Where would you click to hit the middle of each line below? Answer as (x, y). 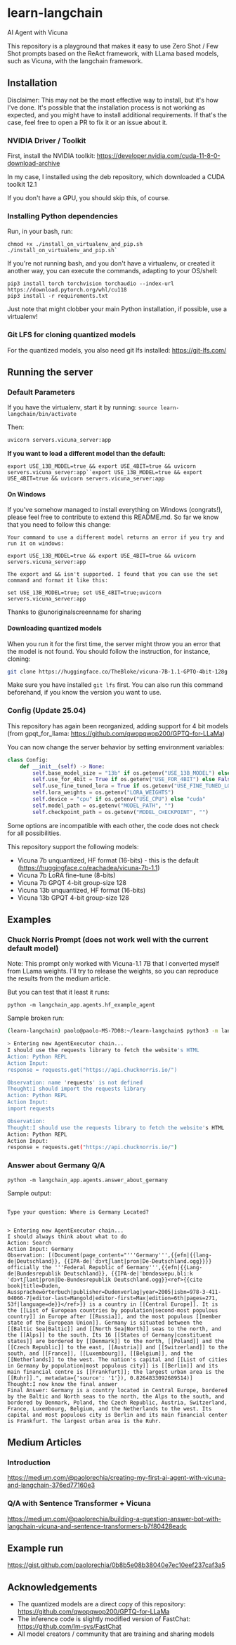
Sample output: (29, 1193)
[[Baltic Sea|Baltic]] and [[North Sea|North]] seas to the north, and (114, 1329)
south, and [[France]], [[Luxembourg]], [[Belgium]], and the (100, 1354)
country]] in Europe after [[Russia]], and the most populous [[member (114, 1316)
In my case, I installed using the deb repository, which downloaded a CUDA (116, 177)
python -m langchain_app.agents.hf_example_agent (81, 1005)
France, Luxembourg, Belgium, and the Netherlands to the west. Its (110, 1409)
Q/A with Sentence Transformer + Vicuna (79, 1503)
